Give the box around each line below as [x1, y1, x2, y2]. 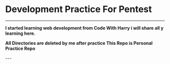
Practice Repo [5, 45, 35, 51]
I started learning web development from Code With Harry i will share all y [5, 25, 163, 31]
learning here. [5, 30, 36, 36]
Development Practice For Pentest [5, 4, 152, 15]
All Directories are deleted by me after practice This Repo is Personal [5, 40, 153, 46]
